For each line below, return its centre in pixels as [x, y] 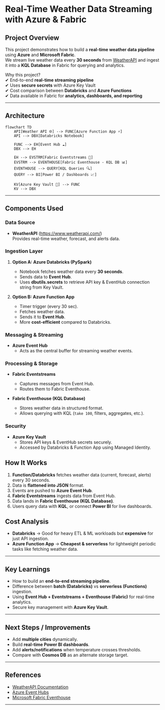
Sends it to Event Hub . [42, 317]
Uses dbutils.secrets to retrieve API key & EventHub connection [84, 282]
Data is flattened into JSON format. [48, 485]
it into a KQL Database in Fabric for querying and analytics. [65, 65]
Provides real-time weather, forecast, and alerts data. [66, 238]
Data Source [20, 223]
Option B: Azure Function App [43, 297]
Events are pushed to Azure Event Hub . [53, 490]
